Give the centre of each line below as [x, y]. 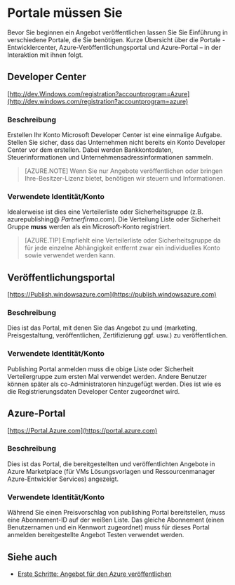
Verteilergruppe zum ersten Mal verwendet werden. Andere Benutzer [107, 376]
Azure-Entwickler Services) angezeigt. [63, 479]
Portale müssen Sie [65, 13]
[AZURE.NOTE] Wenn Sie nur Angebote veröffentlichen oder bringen [123, 171]
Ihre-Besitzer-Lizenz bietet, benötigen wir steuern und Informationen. [125, 179]
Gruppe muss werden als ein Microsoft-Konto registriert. [89, 227]
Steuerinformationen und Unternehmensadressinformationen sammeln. [110, 157]
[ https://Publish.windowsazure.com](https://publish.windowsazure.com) [112, 295]
